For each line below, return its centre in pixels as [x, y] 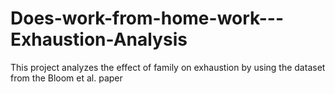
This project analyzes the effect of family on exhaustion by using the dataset [168, 67]
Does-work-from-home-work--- [147, 18]
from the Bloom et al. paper [66, 78]
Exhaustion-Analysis [99, 39]
